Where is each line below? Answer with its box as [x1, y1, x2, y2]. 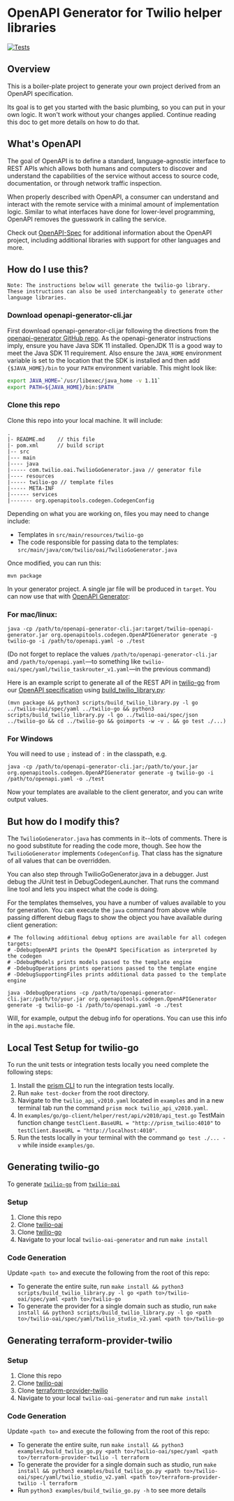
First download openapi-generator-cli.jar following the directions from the [7, 326, 219, 335]
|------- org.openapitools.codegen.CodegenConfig [7, 497, 155, 504]
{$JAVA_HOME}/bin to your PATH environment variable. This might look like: [7, 363, 217, 372]
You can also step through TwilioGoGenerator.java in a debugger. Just [7, 870, 209, 879]
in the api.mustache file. [7, 1021, 75, 1030]
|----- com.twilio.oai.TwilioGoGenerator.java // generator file [7, 466, 201, 473]
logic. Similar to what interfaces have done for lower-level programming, [7, 207, 215, 216]
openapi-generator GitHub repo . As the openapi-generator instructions [7, 334, 212, 342]
